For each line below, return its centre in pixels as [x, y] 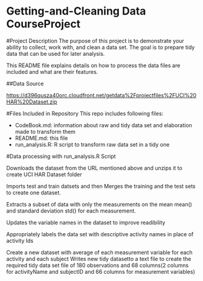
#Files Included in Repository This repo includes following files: [85, 113]
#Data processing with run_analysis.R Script [61, 156]
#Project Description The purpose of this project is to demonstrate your [95, 41]
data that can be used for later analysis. [56, 53]
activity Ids [20, 240]
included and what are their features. [52, 71]
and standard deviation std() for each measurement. [71, 211]
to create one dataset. [34, 193]
